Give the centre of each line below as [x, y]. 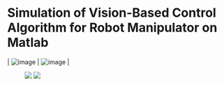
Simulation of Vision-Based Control [112, 13]
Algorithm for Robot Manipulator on [112, 28]
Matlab [28, 43]
